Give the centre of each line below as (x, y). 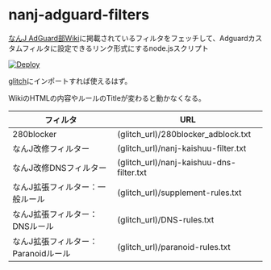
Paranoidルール (42, 253)
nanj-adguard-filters (79, 15)
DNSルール (33, 226)
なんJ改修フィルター (51, 148)
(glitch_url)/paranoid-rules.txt (174, 247)
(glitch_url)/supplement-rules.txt (179, 193)
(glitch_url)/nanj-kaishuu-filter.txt (181, 148)
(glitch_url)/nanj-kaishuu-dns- (176, 162)
